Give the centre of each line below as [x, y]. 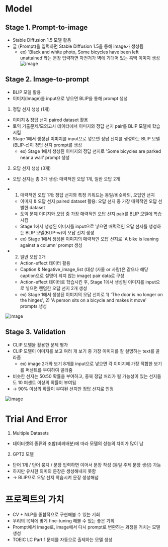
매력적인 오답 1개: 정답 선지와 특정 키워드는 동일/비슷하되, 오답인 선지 [87, 195]
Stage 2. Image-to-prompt [47, 79]
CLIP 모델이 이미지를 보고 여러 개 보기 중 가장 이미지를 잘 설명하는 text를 [83, 351]
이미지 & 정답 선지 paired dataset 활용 [50, 120]
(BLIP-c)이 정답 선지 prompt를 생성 [47, 145]
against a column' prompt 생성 [51, 245]
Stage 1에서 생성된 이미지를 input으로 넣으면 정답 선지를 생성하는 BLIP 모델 [86, 138]
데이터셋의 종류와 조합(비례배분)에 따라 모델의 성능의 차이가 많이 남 [78, 443]
